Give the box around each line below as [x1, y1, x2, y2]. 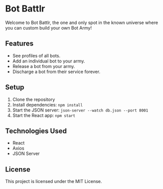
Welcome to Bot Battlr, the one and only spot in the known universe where [5, 19, 158, 25]
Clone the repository [12, 96, 55, 102]
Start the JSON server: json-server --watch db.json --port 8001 [12, 107, 148, 113]
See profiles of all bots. [12, 52, 61, 58]
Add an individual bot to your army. [12, 58, 85, 64]
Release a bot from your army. [12, 63, 75, 69]
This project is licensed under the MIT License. [5, 178, 102, 184]
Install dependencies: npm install [12, 101, 83, 107]
